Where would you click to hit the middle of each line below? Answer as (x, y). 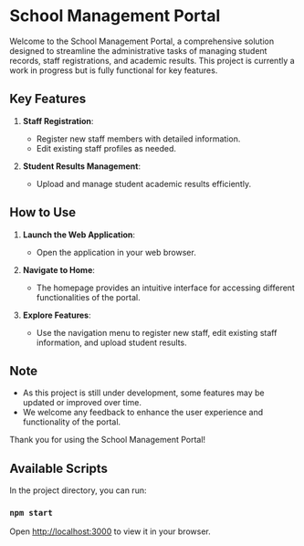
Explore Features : (57, 315)
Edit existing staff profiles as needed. (106, 148)
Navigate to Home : (59, 269)
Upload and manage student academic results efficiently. (144, 184)
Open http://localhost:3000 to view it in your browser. (110, 531)
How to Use (43, 212)
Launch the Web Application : (79, 235)
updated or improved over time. (82, 403)
